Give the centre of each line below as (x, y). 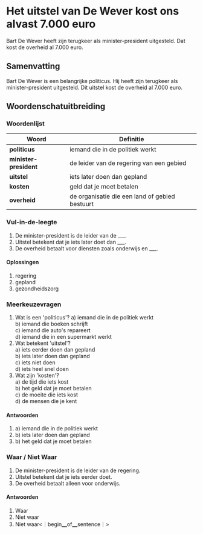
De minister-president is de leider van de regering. (78, 470)
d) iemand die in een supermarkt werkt (63, 337)
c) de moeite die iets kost (47, 395)
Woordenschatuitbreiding (56, 106)
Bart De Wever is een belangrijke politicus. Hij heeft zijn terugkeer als (92, 81)
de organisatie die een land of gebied (122, 196)
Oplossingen (23, 262)
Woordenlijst (26, 124)
